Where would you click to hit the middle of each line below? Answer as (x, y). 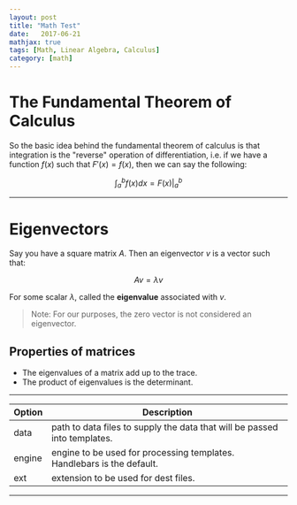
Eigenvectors (59, 229)
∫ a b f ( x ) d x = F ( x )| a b (148, 183)
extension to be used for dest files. (123, 478)
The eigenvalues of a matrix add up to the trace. (110, 373)
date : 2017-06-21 (45, 34)
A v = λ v (148, 280)
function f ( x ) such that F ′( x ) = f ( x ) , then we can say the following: (128, 164)
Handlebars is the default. (105, 463)
